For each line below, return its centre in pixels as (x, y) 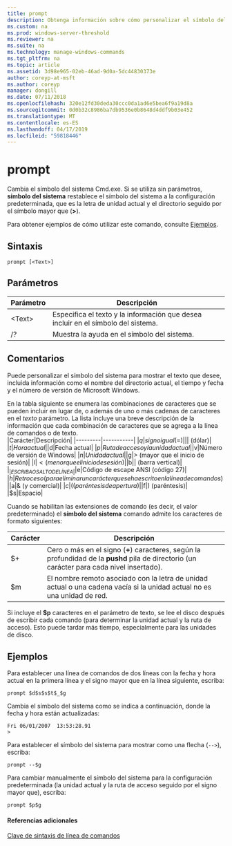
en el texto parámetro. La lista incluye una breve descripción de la (101, 418)
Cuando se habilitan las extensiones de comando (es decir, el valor (103, 507)
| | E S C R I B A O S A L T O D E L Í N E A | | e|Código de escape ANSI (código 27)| (97, 470)
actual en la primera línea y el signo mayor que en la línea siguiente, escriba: (116, 681)
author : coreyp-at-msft (41, 78)
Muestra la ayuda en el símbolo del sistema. (123, 334)
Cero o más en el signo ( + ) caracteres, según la (124, 550)
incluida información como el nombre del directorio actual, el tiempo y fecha (116, 383)
